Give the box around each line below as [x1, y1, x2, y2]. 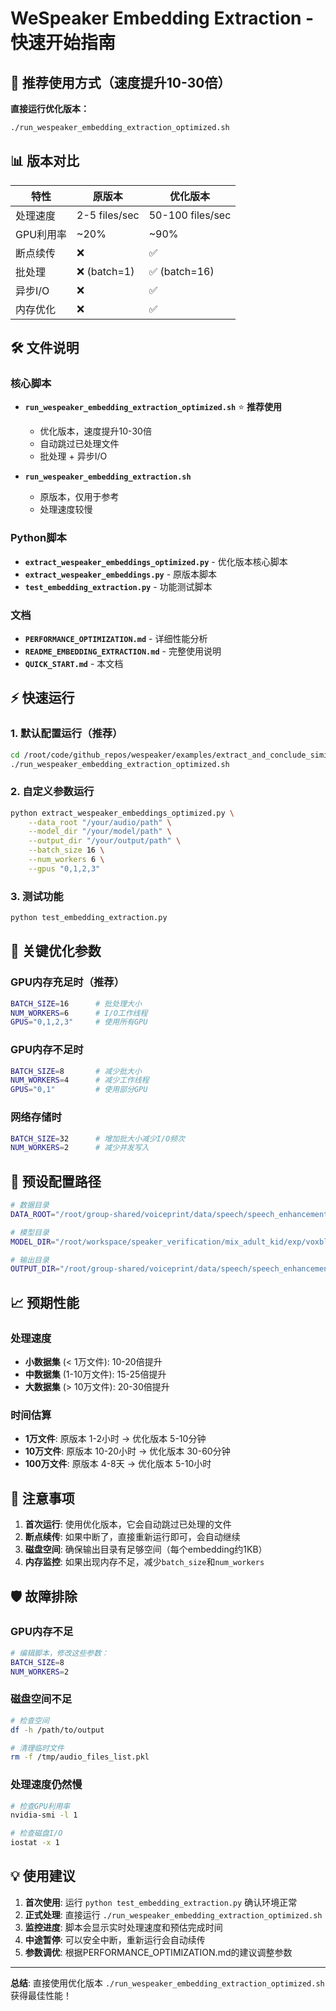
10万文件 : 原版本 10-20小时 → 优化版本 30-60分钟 [24, 1445, 231, 1457]
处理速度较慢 [39, 503, 93, 516]
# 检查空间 [10, 1715, 50, 1726]
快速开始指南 [10, 32, 117, 54]
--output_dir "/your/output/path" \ [28, 836, 182, 846]
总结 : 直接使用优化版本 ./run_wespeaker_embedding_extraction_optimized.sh [10, 1977, 325, 1989]
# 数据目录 [10, 1200, 50, 1211]
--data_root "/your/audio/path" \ [28, 817, 172, 827]
